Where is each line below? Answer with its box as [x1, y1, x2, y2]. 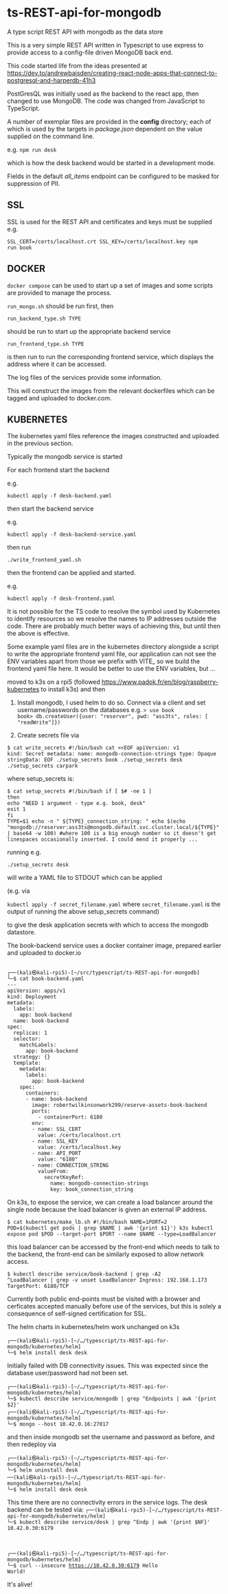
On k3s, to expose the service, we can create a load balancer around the [7, 1198, 213, 1207]
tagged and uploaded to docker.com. [7, 394, 112, 402]
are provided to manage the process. [7, 288, 112, 297]
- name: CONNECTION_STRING [32, 1162, 109, 1169]
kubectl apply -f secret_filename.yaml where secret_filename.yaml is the [7, 900, 221, 909]
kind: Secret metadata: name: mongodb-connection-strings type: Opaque [7, 751, 216, 757]
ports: [32, 1108, 51, 1115]
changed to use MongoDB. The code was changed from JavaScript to [7, 96, 205, 105]
